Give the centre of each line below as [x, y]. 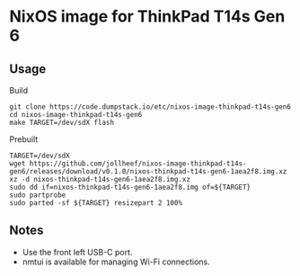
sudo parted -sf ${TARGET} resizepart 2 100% [96, 203]
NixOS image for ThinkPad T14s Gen [147, 17]
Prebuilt [24, 139]
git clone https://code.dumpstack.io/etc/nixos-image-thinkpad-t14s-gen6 [150, 107]
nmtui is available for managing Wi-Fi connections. [116, 262]
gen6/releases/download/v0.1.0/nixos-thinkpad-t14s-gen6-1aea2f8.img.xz [148, 172]
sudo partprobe [38, 195]
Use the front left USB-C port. [77, 252]
